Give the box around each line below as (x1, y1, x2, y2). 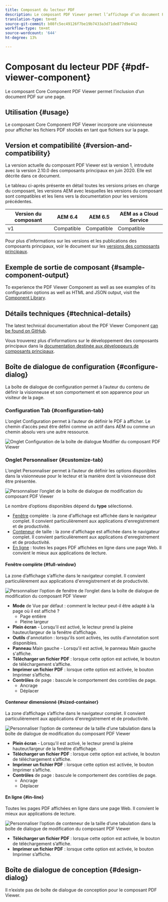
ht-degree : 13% (5, 36, 37, 41)
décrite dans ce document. (5, 173, 61, 179)
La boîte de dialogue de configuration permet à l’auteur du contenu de (5, 384, 150, 390)
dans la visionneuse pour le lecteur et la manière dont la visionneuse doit (5, 473, 155, 479)
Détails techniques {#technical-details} (5, 309, 131, 318)
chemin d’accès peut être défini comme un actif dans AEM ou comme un (5, 424, 155, 430)
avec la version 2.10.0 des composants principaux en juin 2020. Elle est (5, 168, 152, 174)
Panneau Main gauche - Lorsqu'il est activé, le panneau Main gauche (12, 645, 156, 651)
